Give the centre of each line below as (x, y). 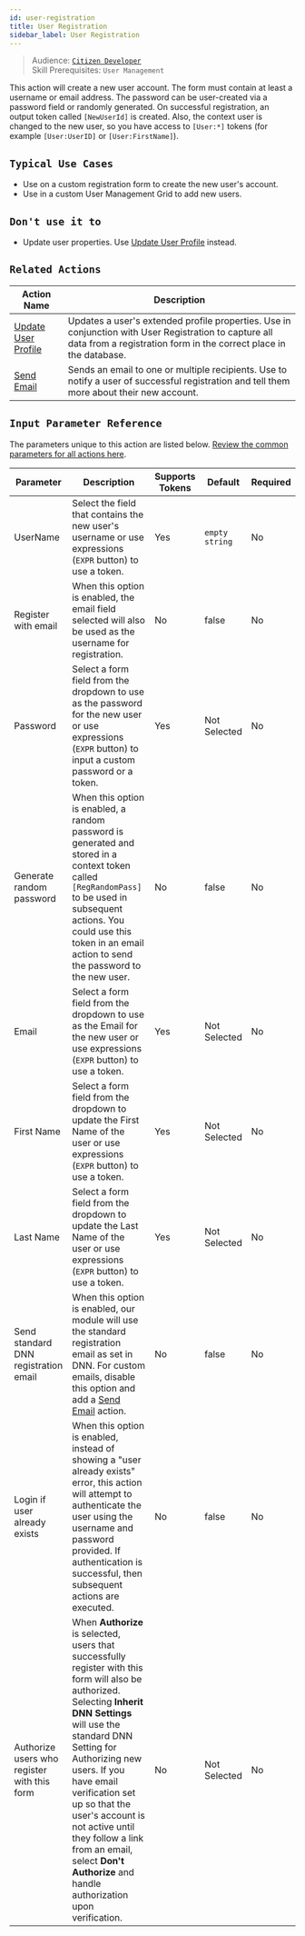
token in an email (108, 943)
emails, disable (104, 1376)
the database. (97, 354)
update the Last (105, 1225)
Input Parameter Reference (86, 424)
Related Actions (55, 269)
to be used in (100, 897)
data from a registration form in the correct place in (177, 344)
